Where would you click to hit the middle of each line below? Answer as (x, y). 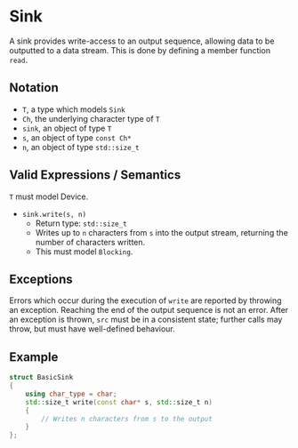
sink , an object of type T (67, 128)
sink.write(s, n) (54, 214)
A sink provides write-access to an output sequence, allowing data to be (142, 41)
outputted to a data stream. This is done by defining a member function (140, 50)
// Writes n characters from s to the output (127, 419)
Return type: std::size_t (81, 223)
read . (19, 60)
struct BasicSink (41, 378)
